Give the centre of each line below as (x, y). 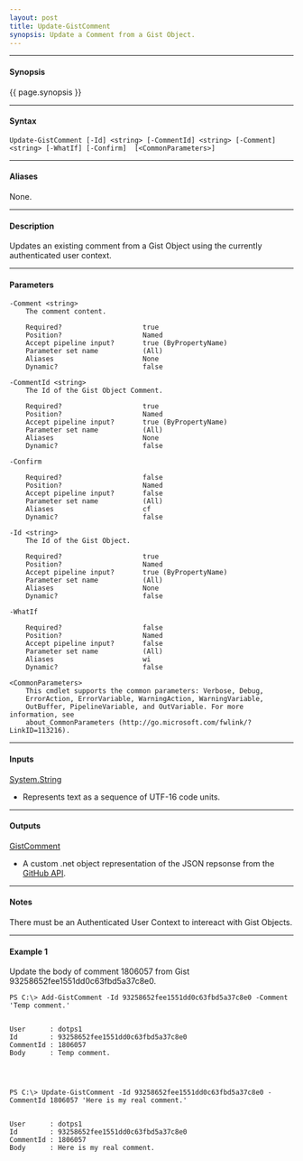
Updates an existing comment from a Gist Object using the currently (136, 246)
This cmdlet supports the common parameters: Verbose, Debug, (145, 691)
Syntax (23, 121)
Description (32, 226)
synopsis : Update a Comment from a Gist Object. (102, 34)
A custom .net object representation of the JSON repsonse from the (148, 863)
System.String (36, 779)
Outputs (25, 826)
